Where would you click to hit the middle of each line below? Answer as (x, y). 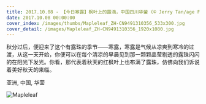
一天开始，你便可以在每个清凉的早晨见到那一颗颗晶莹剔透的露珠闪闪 (113, 55)
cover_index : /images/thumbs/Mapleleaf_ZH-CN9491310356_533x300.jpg (96, 23)
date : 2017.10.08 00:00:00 (41, 18)
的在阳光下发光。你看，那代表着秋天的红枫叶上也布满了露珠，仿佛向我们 (97, 62)
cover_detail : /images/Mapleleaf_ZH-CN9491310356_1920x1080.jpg (90, 29)
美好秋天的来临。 (33, 70)
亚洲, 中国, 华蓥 (25, 83)
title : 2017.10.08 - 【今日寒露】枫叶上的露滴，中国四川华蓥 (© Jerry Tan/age (101, 12)
